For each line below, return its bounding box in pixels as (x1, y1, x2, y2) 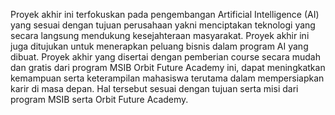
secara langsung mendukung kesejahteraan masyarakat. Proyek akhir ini (10, 30, 310, 41)
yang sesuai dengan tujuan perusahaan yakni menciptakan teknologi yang (10, 19, 316, 31)
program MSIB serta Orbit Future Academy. (10, 94, 189, 105)
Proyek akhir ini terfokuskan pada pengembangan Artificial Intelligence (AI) (10, 9, 320, 20)
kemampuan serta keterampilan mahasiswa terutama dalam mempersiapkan (10, 72, 325, 84)
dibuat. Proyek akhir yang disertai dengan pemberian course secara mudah (10, 51, 321, 63)
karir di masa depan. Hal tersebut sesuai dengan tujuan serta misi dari (10, 83, 299, 94)
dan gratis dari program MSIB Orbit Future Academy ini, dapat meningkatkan (10, 62, 326, 73)
